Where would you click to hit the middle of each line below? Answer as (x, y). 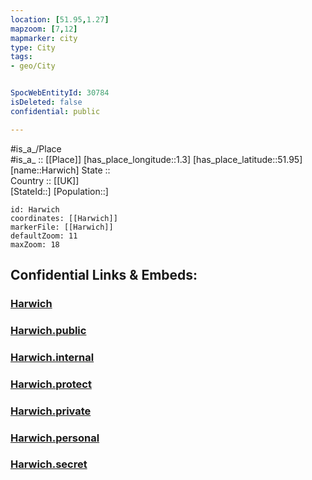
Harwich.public (48, 330)
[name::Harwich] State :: (60, 170)
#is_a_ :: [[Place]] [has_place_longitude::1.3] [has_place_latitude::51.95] (156, 159)
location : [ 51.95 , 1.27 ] (60, 19)
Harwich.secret (49, 464)
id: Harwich (35, 209)
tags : (21, 57)
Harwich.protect (51, 384)
